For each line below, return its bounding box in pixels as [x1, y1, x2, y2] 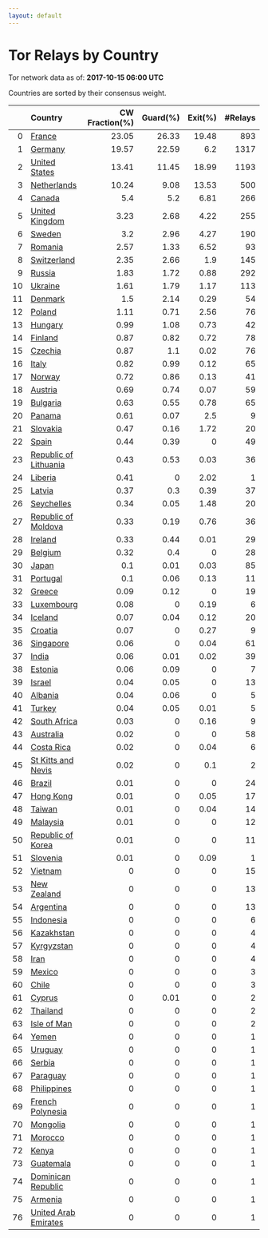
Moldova [30, 521, 64, 532]
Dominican [30, 1171, 71, 1182]
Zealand [30, 888, 61, 899]
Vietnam [30, 865, 62, 876]
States [30, 166, 55, 177]
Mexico [30, 966, 58, 977]
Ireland [30, 534, 57, 545]
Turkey [30, 702, 57, 713]
